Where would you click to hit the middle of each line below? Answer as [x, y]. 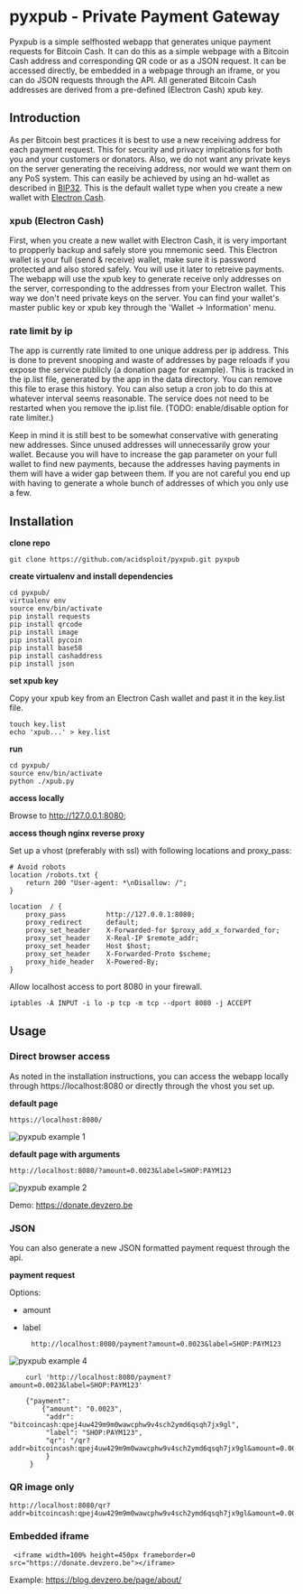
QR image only [42, 1487]
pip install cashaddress [56, 657]
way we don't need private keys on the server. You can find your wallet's [144, 298]
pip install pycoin [46, 640]
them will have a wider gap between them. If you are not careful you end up [150, 474]
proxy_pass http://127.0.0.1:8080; [110, 915]
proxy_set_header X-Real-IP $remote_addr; [113, 938]
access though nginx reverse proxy [77, 834]
